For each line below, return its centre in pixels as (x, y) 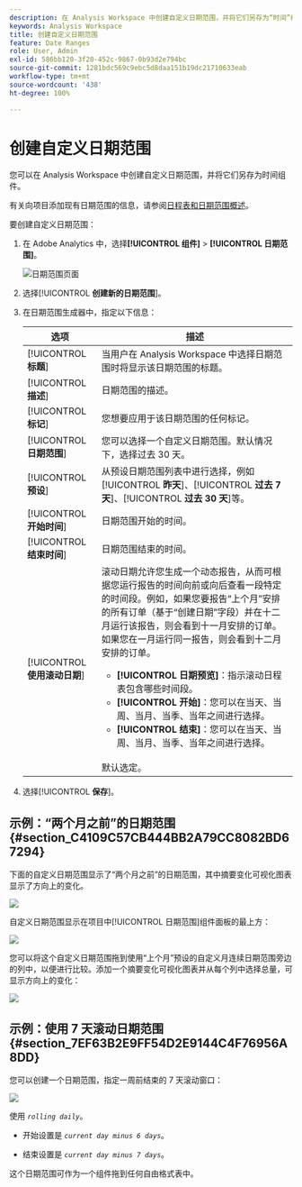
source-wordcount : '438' (56, 85)
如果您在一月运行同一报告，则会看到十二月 (191, 639)
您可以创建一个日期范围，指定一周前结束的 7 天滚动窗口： (116, 1080)
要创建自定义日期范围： (53, 224)
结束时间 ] (47, 555)
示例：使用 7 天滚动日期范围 (87, 1028)
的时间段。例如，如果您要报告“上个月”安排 (191, 598)
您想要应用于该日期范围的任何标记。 (178, 418)
